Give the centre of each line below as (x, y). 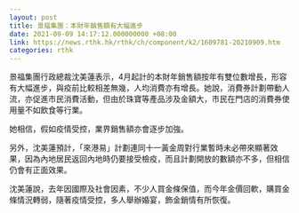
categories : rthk (41, 51)
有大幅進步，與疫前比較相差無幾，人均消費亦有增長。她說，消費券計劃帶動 (145, 88)
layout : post (33, 17)
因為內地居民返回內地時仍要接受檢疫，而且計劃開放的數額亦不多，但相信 (157, 159)
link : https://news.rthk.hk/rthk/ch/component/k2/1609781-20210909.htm (145, 42)
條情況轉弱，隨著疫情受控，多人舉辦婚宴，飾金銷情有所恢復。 (122, 200)
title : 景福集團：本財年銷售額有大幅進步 (77, 26)
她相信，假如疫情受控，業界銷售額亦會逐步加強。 (99, 129)
